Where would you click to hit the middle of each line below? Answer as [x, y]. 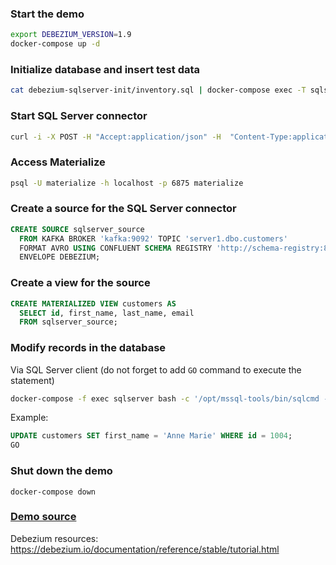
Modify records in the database [88, 348]
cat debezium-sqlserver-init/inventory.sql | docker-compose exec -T [158, 90]
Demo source [43, 517]
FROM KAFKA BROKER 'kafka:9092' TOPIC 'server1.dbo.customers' [153, 238]
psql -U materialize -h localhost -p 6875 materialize [127, 183]
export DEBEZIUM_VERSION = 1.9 [71, 35]
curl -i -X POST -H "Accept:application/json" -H [116, 137]
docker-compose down [53, 492]
